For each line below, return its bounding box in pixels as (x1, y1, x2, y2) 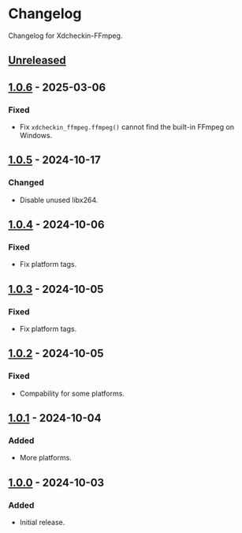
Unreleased (8, 54, 67, 67)
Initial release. (19, 518, 65, 527)
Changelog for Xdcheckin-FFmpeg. (8, 31, 123, 40)
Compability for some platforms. (19, 388, 125, 398)
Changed (8, 177, 45, 188)
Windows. (19, 131, 53, 141)
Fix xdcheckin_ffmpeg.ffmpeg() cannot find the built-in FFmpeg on (19, 122, 235, 132)
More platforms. (19, 453, 73, 463)
